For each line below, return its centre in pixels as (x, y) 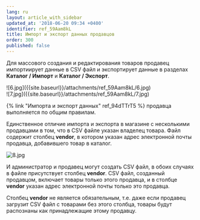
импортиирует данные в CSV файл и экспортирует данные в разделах (97, 69)
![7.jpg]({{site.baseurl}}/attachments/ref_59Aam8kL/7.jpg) (78, 94)
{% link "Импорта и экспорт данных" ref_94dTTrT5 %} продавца (89, 105)
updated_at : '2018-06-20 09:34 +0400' (55, 23)
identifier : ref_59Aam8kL (39, 29)
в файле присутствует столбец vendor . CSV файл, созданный (85, 173)
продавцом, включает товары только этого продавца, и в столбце (92, 179)
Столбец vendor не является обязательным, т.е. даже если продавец (96, 198)
